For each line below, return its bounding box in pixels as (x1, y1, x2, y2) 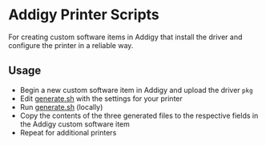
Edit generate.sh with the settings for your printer (19, 94, 183, 103)
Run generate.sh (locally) (19, 102, 103, 111)
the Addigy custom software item (19, 119, 131, 129)
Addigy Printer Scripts (8, 6, 160, 24)
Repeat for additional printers (19, 127, 117, 137)
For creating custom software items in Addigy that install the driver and (8, 32, 243, 42)
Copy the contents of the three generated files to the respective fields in (19, 111, 259, 120)
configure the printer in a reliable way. (8, 40, 134, 50)
